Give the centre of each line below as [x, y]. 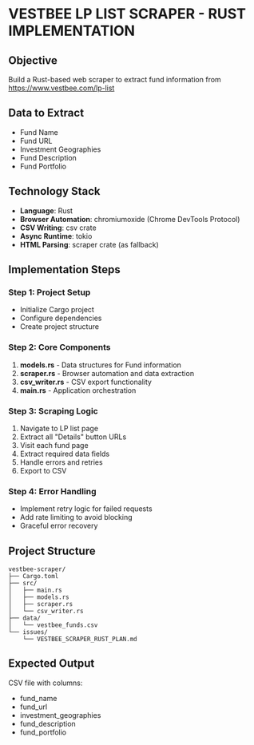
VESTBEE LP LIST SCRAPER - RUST [127, 14]
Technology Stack [54, 191]
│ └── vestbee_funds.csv [53, 625]
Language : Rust [46, 210]
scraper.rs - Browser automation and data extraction [107, 373]
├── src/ [23, 584]
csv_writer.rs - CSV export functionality [85, 382]
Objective [33, 60]
